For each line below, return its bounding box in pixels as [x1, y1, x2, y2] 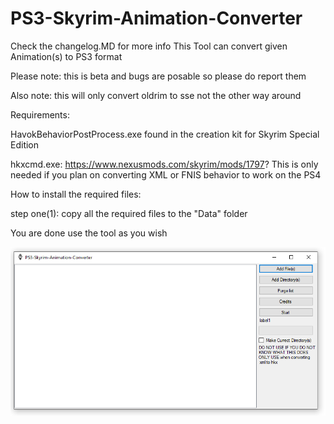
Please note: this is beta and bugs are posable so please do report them [10, 70, 307, 82]
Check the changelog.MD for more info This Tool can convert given [10, 40, 288, 52]
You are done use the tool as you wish [10, 227, 168, 239]
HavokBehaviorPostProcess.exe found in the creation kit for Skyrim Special [10, 128, 320, 140]
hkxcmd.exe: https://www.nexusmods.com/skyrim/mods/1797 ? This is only [10, 158, 319, 170]
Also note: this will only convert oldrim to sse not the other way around [10, 89, 302, 101]
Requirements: [10, 108, 70, 121]
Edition [10, 138, 40, 151]
